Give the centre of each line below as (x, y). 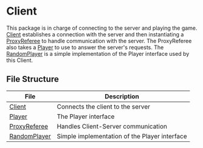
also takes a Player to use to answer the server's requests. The (85, 47)
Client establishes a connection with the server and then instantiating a (95, 34)
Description (122, 96)
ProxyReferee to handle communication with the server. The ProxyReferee (99, 41)
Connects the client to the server (104, 106)
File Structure (33, 79)
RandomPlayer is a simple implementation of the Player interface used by (98, 53)
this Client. (20, 60)
